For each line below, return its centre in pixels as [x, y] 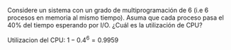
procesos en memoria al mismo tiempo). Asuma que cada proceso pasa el [116, 18]
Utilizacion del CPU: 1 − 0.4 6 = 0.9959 [63, 39]
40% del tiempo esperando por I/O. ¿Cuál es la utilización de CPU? [105, 25]
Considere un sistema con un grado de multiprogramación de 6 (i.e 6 [108, 10]
